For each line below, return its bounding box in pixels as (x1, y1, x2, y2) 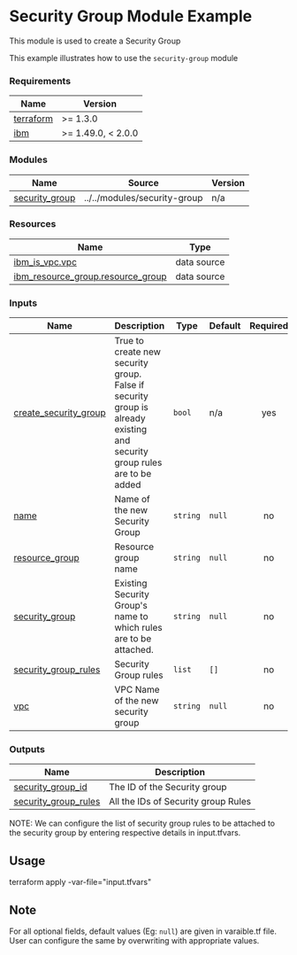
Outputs (9, 743, 46, 756)
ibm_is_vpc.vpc (13, 255, 78, 268)
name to (114, 610, 148, 623)
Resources (9, 218, 57, 230)
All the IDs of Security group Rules (109, 796, 252, 808)
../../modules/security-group (83, 191, 203, 204)
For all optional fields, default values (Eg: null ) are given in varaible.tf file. (9, 926, 277, 936)
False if (114, 379, 145, 392)
